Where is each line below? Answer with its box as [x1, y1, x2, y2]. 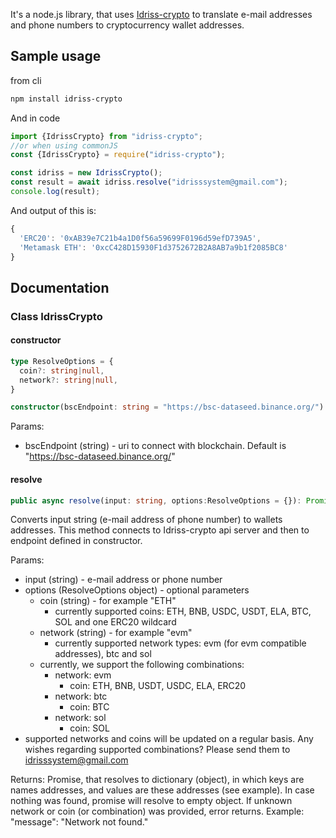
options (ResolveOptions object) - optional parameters [24, 584, 250, 596]
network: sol [54, 712, 107, 724]
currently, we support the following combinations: [39, 659, 245, 671]
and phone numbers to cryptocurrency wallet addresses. [10, 19, 245, 31]
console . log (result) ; [10, 187, 101, 197]
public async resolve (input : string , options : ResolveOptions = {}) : [10, 495, 302, 506]
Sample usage [10, 48, 102, 65]
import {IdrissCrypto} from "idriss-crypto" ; [10, 131, 203, 141]
